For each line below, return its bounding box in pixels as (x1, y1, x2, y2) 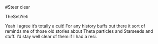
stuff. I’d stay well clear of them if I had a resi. (5, 34, 97, 39)
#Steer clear (5, 4, 31, 10)
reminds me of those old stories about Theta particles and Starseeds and (5, 28, 154, 34)
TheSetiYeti (5, 14, 29, 19)
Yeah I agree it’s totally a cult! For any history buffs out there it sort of (5, 23, 145, 29)
